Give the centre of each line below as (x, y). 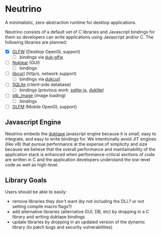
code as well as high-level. (32, 165)
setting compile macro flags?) (42, 207)
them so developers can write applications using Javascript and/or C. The (79, 37)
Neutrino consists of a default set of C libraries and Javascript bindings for (80, 32)
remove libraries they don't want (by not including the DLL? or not (78, 201)
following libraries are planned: (36, 42)
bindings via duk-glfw (41, 57)
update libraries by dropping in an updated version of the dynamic (79, 222)
